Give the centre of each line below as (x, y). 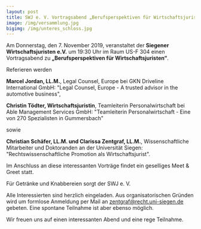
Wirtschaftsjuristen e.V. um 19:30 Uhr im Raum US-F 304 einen (86, 52)
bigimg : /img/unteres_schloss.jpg (49, 28)
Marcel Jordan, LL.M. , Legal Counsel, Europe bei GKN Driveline (85, 81)
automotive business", (33, 94)
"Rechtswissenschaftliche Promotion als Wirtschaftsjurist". (78, 154)
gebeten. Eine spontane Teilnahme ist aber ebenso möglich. (80, 208)
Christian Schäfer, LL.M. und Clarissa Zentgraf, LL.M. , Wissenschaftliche (98, 142)
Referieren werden (29, 70)
